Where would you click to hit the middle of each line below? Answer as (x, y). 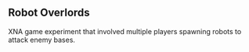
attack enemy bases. (42, 40)
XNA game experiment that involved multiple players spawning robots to (125, 31)
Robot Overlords (49, 13)
